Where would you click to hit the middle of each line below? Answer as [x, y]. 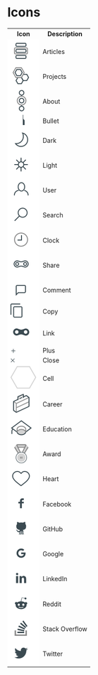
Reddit [52, 604]
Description [65, 34]
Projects [55, 76]
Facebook [57, 504]
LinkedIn [55, 579]
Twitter [53, 654]
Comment [57, 290]
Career [53, 404]
